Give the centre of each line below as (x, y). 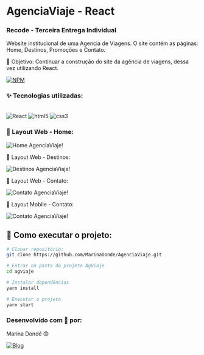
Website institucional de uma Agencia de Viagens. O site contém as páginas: (102, 43)
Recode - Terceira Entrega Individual (62, 30)
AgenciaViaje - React (61, 11)
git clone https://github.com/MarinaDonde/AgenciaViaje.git (84, 255)
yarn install (23, 288)
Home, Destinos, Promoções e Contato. (56, 50)
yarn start (20, 305)
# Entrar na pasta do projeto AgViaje (55, 266)
